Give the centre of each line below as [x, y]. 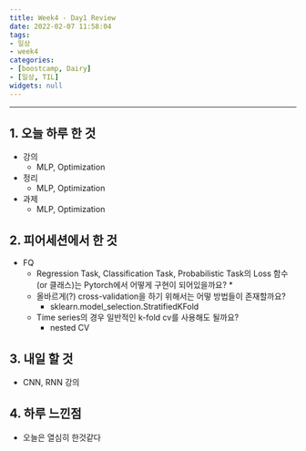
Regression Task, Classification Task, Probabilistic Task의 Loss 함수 [162, 273]
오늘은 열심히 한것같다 [62, 437]
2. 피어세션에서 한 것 [64, 240]
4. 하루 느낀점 [46, 414]
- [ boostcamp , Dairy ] [51, 69]
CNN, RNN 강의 [51, 383]
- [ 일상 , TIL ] [34, 77]
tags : [20, 35]
